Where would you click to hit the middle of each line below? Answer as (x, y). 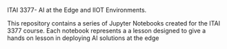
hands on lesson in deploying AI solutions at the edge (83, 38)
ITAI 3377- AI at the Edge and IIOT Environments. (77, 10)
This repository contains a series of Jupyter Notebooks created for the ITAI (114, 23)
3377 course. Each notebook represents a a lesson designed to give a (107, 31)
